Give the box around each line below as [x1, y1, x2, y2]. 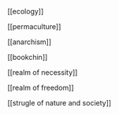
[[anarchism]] [7, 37, 52, 46]
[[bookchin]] [7, 53, 48, 61]
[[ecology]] [7, 7, 44, 16]
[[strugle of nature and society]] [7, 98, 112, 107]
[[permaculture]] [7, 22, 61, 31]
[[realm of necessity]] [7, 68, 78, 77]
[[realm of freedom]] [7, 83, 74, 92]
